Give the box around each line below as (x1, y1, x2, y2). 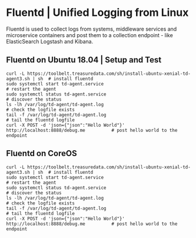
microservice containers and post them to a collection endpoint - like (6, 31, 174, 38)
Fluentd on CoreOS (6, 148, 78, 158)
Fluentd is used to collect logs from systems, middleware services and (6, 25, 177, 32)
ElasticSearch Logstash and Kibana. (6, 38, 94, 45)
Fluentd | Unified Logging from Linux (6, 6, 189, 19)
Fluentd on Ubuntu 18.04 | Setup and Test (6, 55, 162, 65)
